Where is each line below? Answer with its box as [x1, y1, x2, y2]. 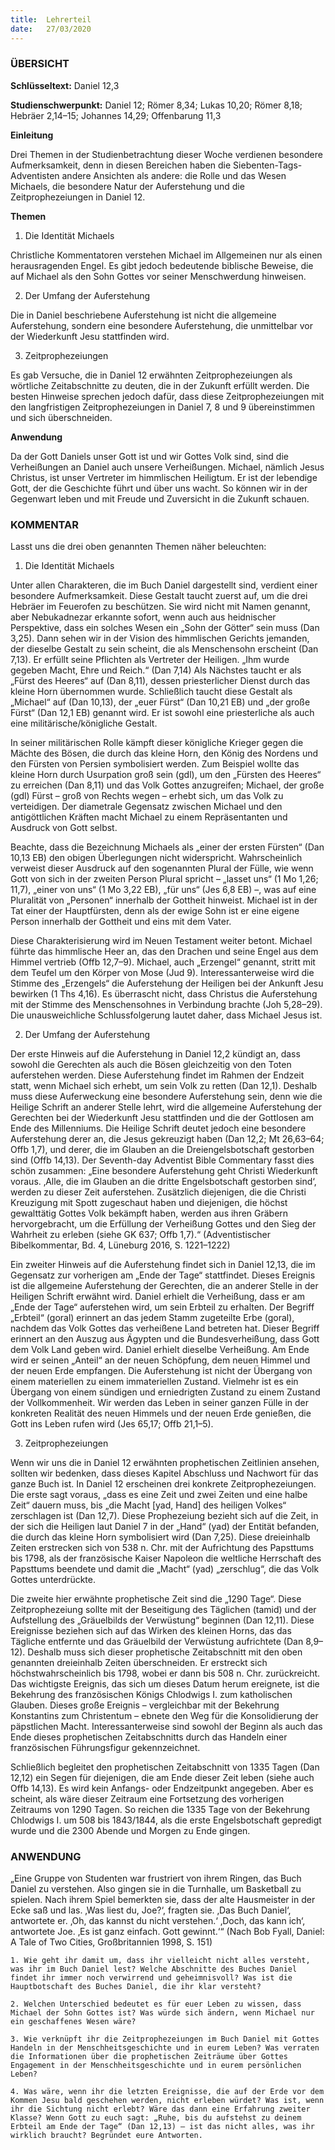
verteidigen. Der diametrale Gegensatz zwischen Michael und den [10, 801, 283, 813]
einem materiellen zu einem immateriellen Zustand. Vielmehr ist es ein [10, 1376, 299, 1388]
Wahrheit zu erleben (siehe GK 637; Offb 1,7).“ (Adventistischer [10, 1229, 271, 1241]
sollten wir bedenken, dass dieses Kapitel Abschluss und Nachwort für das [10, 1467, 319, 1480]
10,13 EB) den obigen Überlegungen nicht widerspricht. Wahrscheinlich [10, 852, 303, 864]
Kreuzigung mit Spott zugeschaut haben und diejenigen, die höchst [10, 1197, 288, 1209]
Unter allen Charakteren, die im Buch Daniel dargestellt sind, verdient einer [10, 579, 318, 591]
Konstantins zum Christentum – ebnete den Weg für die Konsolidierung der [10, 1710, 319, 1722]
